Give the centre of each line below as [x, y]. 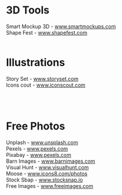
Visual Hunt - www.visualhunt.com [47, 167]
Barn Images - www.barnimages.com [51, 161]
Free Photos [36, 126]
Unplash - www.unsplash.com [42, 142]
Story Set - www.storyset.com [42, 78]
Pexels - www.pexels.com [37, 148]
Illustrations [35, 63]
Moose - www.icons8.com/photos [47, 173]
